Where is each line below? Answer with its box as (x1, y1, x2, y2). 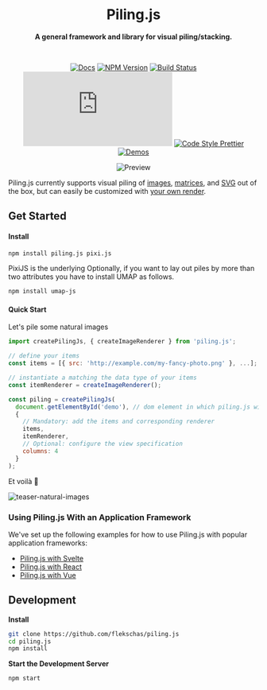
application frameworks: (8, 538, 88, 548)
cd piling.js (8, 638, 52, 645)
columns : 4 (22, 447, 59, 455)
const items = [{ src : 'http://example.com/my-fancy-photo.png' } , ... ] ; (8, 359, 258, 367)
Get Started (8, 209, 67, 223)
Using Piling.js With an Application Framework (8, 511, 192, 522)
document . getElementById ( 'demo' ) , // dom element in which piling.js (15, 403, 250, 411)
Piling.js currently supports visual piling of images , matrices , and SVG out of (8, 177, 257, 188)
